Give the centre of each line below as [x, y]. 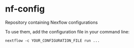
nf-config [25, 9]
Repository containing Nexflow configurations [52, 22]
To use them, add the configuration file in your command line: [67, 32]
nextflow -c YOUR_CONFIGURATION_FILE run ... [52, 40]
